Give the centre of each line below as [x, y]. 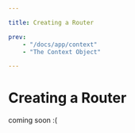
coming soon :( [33, 120]
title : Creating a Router [51, 22]
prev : [17, 37]
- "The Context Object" [62, 52]
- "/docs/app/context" [60, 45]
